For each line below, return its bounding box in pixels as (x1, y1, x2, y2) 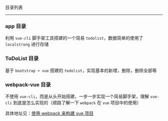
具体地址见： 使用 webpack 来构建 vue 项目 (5, 110, 94, 116)
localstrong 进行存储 (5, 41, 49, 47)
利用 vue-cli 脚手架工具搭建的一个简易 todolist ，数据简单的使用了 (5, 35, 143, 41)
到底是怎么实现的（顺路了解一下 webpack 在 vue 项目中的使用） (13, 99, 141, 105)
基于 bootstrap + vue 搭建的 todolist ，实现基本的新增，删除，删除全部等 (5, 67, 157, 73)
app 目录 (5, 22, 26, 29)
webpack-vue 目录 (5, 81, 51, 88)
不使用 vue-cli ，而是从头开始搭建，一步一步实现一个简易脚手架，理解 (5, 93, 149, 99)
